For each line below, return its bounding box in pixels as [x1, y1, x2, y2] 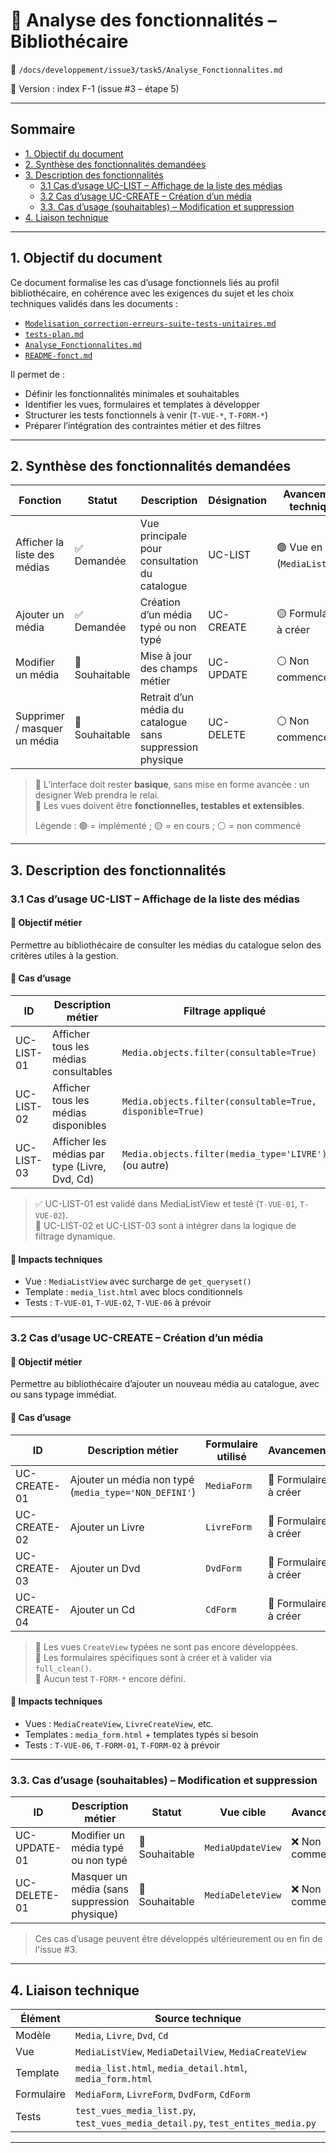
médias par [52, 1147, 105, 1161]
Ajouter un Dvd [69, 1561, 141, 1575]
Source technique [154, 2011, 242, 2025]
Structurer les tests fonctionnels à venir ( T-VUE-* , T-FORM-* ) [24, 409, 269, 421]
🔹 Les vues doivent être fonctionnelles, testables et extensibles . [34, 800, 305, 812]
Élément [20, 2011, 61, 2025]
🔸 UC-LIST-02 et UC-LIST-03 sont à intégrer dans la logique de [34, 1220, 297, 1232]
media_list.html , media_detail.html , [74, 2060, 248, 2074]
